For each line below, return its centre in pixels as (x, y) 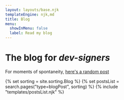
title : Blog (17, 19)
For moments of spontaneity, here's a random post (57, 71)
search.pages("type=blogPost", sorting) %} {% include (62, 86)
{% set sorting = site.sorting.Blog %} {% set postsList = (62, 81)
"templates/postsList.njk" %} (35, 92)
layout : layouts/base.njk (32, 10)
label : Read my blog (31, 33)
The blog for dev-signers (58, 58)
